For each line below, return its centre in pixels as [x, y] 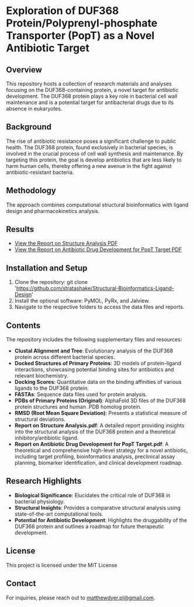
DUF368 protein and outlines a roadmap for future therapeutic [89, 526]
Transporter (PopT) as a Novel [80, 36]
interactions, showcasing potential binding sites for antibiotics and [94, 369]
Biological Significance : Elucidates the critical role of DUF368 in [92, 495]
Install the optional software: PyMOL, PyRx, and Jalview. [82, 301]
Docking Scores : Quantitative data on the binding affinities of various [98, 382]
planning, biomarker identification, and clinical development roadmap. [98, 463]
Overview [24, 69]
